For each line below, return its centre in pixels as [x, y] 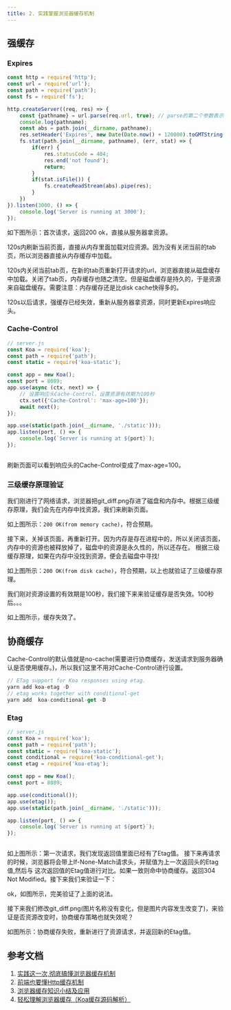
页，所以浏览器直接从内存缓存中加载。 [61, 255]
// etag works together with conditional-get [73, 694]
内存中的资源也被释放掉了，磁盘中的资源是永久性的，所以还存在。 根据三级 [113, 547]
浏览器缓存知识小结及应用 [53, 991]
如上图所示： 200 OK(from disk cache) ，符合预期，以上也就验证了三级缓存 [112, 571]
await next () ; [40, 407]
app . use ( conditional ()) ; [43, 795]
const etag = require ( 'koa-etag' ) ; [58, 764]
